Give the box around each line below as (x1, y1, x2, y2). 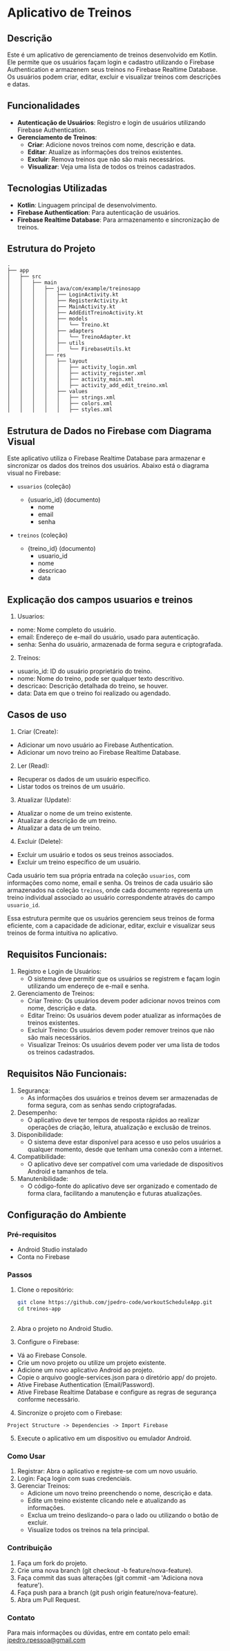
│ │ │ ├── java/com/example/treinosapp (7, 285, 140, 292)
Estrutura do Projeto (7, 243, 96, 255)
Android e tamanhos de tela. (27, 1167, 108, 1176)
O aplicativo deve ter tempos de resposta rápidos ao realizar (27, 1115, 200, 1124)
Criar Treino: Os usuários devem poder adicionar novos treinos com (27, 997, 221, 1005)
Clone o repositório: (17, 1285, 74, 1294)
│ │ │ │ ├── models (7, 316, 88, 323)
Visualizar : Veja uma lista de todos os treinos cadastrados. (27, 162, 195, 171)
